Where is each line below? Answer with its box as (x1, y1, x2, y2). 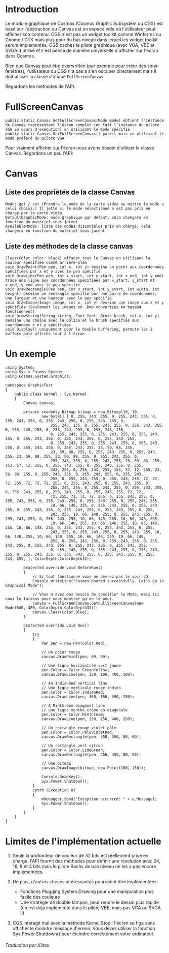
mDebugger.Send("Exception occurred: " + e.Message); (41, 796, 157, 801)
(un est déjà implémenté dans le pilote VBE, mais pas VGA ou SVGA (20, 904, 161, 911)
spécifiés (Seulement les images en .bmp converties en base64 (5, 304, 142, 310)
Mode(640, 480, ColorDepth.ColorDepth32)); (5, 605, 99, 610)
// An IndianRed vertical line (41, 680, 108, 686)
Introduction (5, 4, 59, 15)
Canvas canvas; (23, 400, 56, 405)
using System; (5, 365, 35, 370)
